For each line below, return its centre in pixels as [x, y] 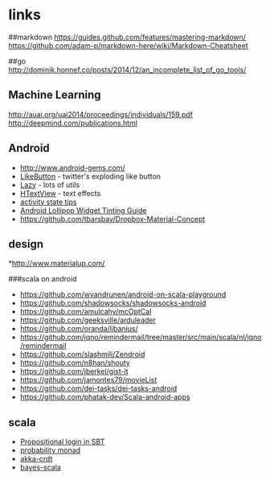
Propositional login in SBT [62, 442]
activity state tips [48, 202]
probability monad [50, 450]
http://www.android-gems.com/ [72, 167]
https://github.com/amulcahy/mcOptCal [86, 312]
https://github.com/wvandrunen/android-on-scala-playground [123, 294]
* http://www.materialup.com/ [57, 264]
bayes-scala [41, 467]
